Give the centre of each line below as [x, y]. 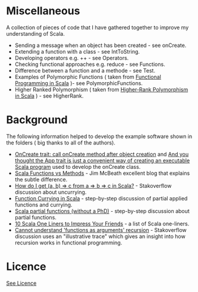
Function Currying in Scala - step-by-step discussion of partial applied [101, 198]
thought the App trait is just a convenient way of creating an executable [102, 160]
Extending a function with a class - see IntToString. [77, 51]
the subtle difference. [41, 179]
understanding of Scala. [36, 33]
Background [37, 120]
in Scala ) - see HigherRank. [49, 96]
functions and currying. [43, 205]
